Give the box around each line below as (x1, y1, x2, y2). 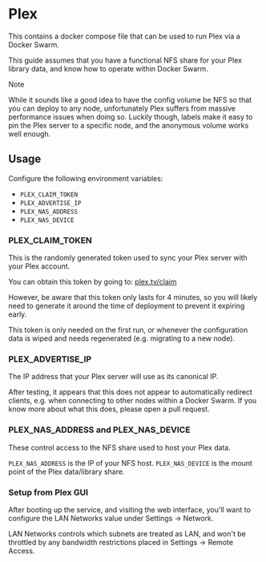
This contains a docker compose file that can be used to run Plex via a (8, 31, 240, 41)
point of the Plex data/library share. (8, 467, 125, 476)
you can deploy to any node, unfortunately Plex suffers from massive (8, 103, 236, 113)
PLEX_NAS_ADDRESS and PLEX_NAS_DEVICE (8, 424, 191, 435)
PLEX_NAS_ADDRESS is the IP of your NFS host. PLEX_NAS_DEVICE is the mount (8, 458, 252, 467)
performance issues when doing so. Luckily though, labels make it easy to (8, 111, 253, 121)
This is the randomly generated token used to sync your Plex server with (8, 253, 248, 263)
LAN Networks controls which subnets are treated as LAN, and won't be (8, 528, 246, 538)
